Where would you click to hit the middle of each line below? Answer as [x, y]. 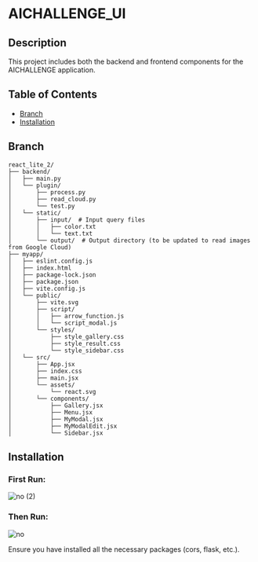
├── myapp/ [26, 254]
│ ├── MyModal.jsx [56, 419]
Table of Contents [53, 95]
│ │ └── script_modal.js [63, 323]
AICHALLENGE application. [52, 70]
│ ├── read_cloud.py [52, 199]
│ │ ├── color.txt [52, 226]
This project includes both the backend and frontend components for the [126, 61]
